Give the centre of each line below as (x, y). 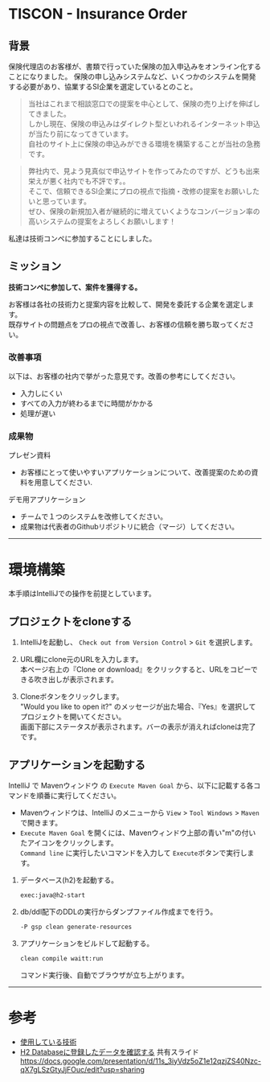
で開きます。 (41, 822)
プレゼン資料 (29, 455)
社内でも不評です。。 (96, 181)
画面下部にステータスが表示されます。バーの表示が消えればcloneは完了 (138, 727)
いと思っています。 (59, 201)
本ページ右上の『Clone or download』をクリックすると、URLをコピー (135, 669)
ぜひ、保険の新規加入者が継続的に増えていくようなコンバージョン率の (144, 211)
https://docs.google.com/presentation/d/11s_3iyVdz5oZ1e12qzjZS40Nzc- (141, 1061)
